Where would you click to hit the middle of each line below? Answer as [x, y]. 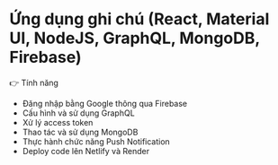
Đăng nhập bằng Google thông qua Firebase [105, 103]
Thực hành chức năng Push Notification [96, 141]
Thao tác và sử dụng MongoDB [80, 132]
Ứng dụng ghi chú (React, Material [139, 19]
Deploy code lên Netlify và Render [86, 151]
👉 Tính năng [34, 82]
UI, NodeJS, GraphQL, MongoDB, [135, 38]
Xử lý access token [58, 122]
